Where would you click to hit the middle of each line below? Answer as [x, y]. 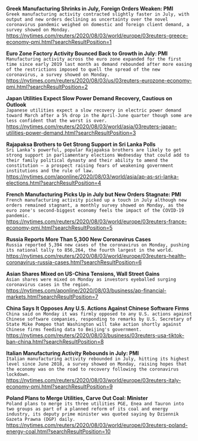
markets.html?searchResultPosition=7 [52, 297]
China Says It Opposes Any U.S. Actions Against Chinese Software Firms [98, 308]
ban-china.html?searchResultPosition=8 [55, 342]
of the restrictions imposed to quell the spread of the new [83, 69]
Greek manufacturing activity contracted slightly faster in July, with [98, 14]
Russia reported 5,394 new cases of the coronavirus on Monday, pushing [98, 245]
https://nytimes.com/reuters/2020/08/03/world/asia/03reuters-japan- [92, 126]
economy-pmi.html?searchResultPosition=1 [59, 42]
